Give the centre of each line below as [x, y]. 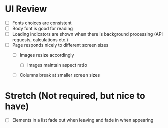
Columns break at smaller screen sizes [60, 75]
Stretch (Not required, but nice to [75, 96]
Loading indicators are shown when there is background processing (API [87, 34]
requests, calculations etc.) [40, 40]
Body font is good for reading [43, 29]
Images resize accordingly [47, 55]
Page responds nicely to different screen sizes [60, 45]
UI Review [26, 9]
